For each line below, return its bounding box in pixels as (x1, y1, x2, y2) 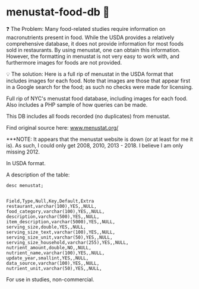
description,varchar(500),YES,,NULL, (6, 213, 100, 220)
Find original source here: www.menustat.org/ (6, 124, 119, 131)
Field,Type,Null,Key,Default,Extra (6, 198, 94, 204)
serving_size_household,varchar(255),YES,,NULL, (6, 239, 129, 245)
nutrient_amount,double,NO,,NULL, (6, 245, 92, 251)
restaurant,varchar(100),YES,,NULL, (6, 203, 97, 209)
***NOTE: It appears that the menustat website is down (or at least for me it (6, 136, 193, 143)
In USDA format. (6, 159, 46, 166)
